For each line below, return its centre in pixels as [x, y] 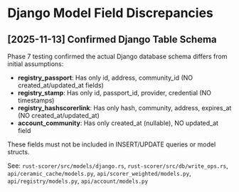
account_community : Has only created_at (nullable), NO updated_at [118, 123]
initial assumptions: [36, 64]
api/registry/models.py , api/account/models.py [78, 181]
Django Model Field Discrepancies [110, 13]
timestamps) [36, 100]
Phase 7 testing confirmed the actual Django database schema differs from [117, 56]
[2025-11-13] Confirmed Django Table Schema [112, 39]
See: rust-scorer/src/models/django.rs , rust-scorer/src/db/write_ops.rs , [118, 166]
